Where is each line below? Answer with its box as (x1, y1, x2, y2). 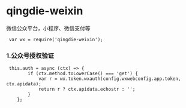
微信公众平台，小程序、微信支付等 (6, 24, 91, 32)
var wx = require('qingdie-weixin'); (8, 36, 103, 42)
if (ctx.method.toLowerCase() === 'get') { (28, 70, 138, 77)
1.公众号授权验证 (6, 51, 55, 60)
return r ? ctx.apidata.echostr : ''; (38, 87, 136, 92)
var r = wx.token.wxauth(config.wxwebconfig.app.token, (38, 76, 181, 82)
